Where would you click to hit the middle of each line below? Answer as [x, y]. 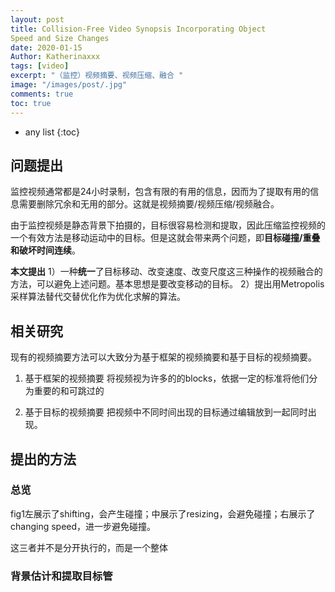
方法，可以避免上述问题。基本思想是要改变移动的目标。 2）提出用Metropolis [167, 284]
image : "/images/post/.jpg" [69, 85]
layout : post [37, 19]
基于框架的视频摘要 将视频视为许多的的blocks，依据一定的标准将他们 [167, 378]
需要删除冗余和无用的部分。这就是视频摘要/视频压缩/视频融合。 [149, 204]
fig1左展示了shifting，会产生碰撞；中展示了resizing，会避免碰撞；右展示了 [163, 513]
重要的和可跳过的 [69, 391]
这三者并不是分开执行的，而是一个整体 [89, 547]
